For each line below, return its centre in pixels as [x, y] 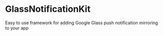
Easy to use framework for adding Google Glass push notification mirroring [81, 23]
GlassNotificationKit [48, 9]
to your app [17, 28]
